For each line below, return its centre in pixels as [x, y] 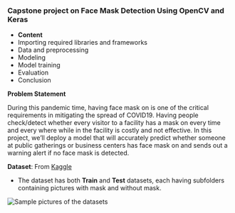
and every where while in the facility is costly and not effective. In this [110, 131]
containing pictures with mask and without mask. [89, 188]
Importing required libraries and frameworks [83, 43]
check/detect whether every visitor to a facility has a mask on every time [114, 123]
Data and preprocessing [53, 50]
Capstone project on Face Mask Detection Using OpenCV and [116, 11]
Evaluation [33, 72]
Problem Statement [37, 94]
